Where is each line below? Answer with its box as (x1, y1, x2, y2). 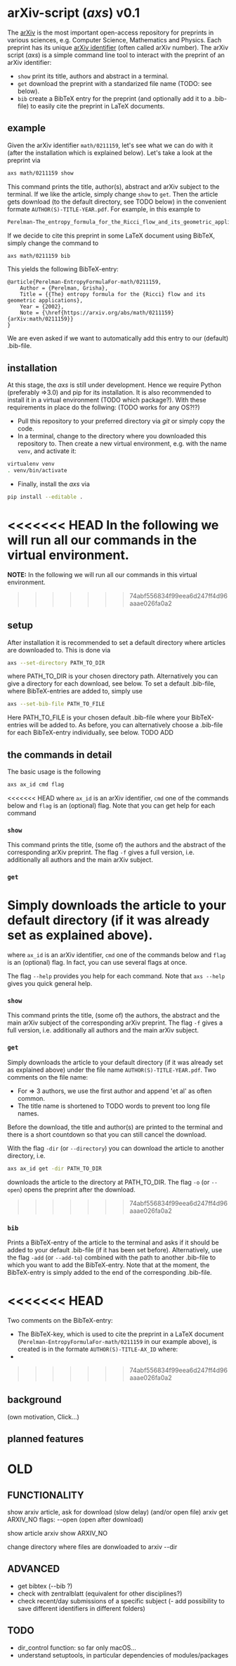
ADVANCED (7, 1563, 60, 1575)
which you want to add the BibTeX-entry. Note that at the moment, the (7, 1260, 210, 1269)
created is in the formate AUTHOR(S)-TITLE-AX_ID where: (17, 1345, 178, 1353)
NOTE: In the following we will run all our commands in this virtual (7, 570, 198, 579)
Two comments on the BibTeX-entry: (7, 1316, 114, 1324)
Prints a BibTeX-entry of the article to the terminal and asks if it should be (7, 1238, 219, 1247)
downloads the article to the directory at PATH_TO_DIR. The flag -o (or (7, 1178, 210, 1186)
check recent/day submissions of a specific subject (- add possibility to (17, 1596, 225, 1605)
